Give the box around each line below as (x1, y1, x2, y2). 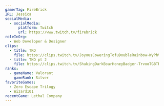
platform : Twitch (18, 25, 54, 30)
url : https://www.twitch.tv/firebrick (18, 30, 97, 35)
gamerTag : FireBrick (5, 7, 47, 12)
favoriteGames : (5, 80, 36, 85)
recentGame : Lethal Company (5, 93, 62, 98)
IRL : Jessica (5, 12, 32, 17)
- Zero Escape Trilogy (9, 84, 56, 89)
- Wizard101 (9, 89, 34, 94)
